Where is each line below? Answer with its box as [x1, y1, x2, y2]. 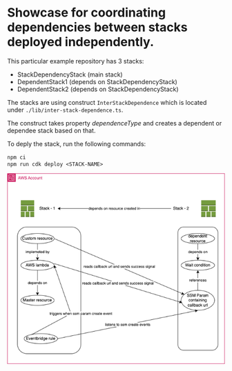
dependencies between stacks [7, 19, 188, 35]
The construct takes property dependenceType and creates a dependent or [7, 119, 222, 127]
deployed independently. [7, 34, 154, 50]
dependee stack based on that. [7, 126, 96, 134]
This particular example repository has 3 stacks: [7, 57, 144, 65]
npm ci [7, 154, 26, 161]
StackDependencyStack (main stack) [17, 70, 123, 79]
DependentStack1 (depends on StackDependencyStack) [17, 77, 177, 86]
